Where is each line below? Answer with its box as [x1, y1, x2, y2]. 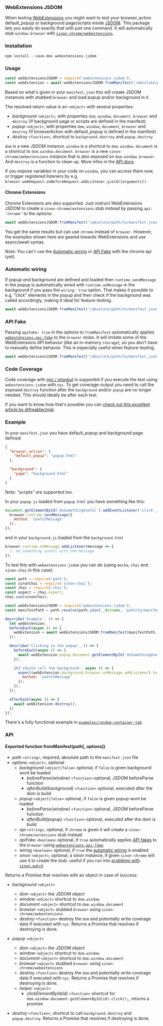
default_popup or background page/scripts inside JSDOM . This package [5, 20, 150, 26]
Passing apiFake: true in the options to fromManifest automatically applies [5, 329, 154, 335]
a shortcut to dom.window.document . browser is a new [5, 148, 108, 154]
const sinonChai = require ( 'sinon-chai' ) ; [5, 581, 92, 586]
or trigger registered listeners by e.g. [5, 173, 79, 179]
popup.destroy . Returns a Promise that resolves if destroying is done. [12, 1015, 150, 1021]
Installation [5, 43, 33, 50]
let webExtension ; [9, 621, 47, 626]
